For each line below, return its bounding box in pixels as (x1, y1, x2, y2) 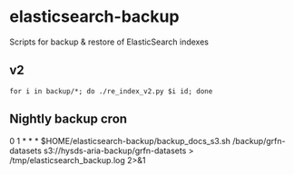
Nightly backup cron (9, 112, 128, 127)
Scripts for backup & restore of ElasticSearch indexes (9, 36, 209, 47)
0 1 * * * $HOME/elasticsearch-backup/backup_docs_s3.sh (9, 135, 231, 146)
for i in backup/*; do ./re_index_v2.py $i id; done (9, 86, 213, 96)
